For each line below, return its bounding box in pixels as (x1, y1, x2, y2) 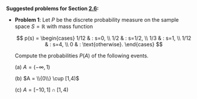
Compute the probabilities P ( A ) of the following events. (14, 52, 149, 59)
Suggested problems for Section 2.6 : (6, 5, 99, 12)
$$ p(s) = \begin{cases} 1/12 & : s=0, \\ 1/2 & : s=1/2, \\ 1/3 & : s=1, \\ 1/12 (16, 35, 192, 42)
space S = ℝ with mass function (14, 23, 93, 30)
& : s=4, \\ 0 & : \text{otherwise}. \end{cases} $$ (44, 41, 163, 47)
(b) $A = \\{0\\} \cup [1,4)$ (14, 75, 80, 81)
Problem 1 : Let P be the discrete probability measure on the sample (14, 16, 179, 23)
